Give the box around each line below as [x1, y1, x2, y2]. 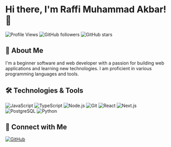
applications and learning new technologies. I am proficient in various [5, 65, 152, 71]
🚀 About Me [5, 46, 44, 55]
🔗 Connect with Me [5, 122, 68, 131]
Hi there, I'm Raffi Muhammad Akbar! [5, 4, 166, 15]
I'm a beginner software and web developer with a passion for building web [5, 60, 165, 66]
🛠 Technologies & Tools [5, 86, 83, 95]
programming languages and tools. [5, 71, 79, 77]
